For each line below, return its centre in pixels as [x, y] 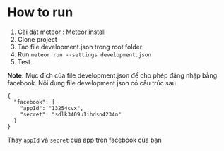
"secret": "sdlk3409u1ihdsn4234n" [71, 114]
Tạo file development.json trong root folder [80, 47]
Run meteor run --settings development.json [84, 54]
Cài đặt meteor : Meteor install [61, 32]
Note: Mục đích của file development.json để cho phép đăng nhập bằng [112, 75]
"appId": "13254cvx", [52, 108]
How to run [40, 12]
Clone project [37, 39]
